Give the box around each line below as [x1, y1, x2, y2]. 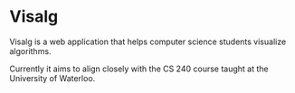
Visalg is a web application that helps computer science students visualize [9, 36, 287, 47]
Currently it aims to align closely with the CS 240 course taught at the [9, 63, 269, 74]
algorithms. [9, 45, 52, 56]
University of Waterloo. [9, 72, 96, 83]
